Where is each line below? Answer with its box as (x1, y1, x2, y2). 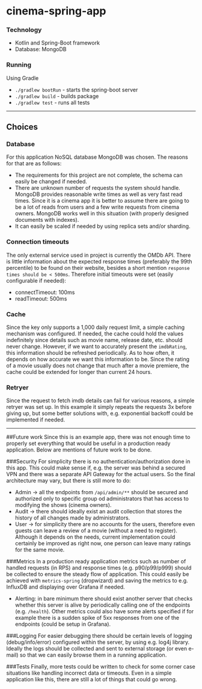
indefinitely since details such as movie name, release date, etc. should (6, 337, 183, 344)
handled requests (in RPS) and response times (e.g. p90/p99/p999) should (6, 564, 192, 572)
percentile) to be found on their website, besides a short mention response (6, 264, 190, 271)
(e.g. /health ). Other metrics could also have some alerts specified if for (14, 608, 194, 615)
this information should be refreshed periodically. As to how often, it (6, 349, 174, 357)
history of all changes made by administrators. (14, 514, 130, 521)
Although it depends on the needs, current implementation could (14, 533, 176, 540)
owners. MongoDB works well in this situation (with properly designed (14, 210, 189, 217)
